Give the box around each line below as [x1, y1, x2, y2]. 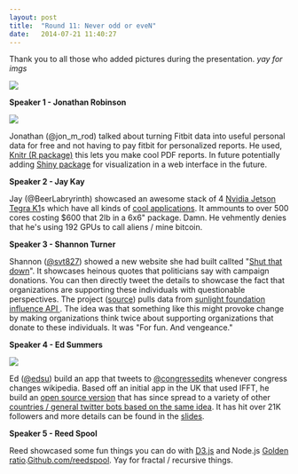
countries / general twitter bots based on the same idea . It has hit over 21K [9, 401, 281, 413]
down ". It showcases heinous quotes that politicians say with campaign [9, 265, 270, 276]
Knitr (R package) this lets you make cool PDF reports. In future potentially [9, 150, 281, 161]
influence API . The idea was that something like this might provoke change [9, 304, 285, 314]
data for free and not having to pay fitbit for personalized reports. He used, [9, 140, 282, 151]
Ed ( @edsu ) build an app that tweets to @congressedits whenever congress [9, 374, 288, 384]
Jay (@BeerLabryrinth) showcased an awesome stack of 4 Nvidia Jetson [9, 194, 277, 204]
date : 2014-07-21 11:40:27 [9, 29, 117, 38]
